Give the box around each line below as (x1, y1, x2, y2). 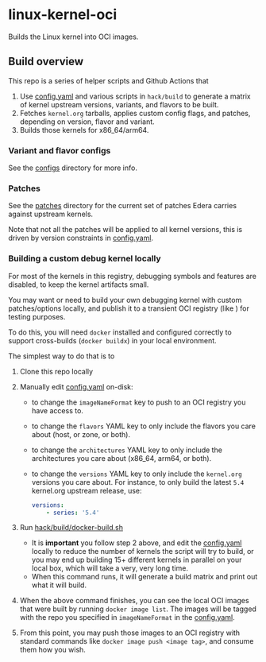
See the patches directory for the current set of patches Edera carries (8, 201, 237, 211)
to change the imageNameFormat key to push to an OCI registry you (31, 397, 246, 407)
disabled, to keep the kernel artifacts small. (8, 280, 149, 289)
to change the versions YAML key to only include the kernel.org (31, 469, 242, 478)
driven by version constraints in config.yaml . (8, 233, 153, 243)
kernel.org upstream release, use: (31, 486, 142, 495)
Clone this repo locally (19, 366, 94, 376)
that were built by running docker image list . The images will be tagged (19, 604, 256, 614)
